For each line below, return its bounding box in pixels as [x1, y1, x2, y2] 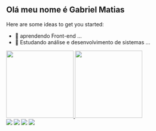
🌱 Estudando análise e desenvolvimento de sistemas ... [14, 38, 151, 45]
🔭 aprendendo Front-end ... [14, 32, 82, 39]
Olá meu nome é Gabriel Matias [6, 5, 125, 15]
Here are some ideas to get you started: [6, 20, 105, 28]
